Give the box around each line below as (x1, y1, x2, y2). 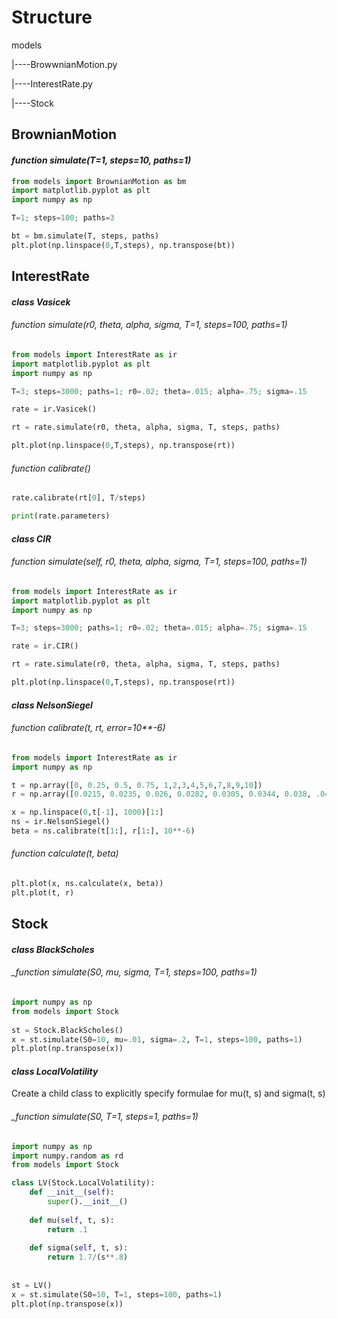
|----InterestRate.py (11, 77, 93, 90)
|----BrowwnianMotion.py (11, 58, 118, 70)
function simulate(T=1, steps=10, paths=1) (11, 154, 192, 166)
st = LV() (11, 1280, 53, 1290)
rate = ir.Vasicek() (11, 404, 98, 415)
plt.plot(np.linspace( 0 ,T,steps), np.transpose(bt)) (11, 240, 236, 250)
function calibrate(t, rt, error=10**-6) (11, 722, 166, 734)
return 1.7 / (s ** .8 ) (47, 1252, 129, 1263)
